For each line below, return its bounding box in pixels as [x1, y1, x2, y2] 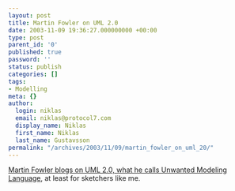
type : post [8, 33, 44, 42]
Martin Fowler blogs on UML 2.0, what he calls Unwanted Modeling [8, 165, 228, 174]
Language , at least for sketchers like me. [8, 174, 141, 183]
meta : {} [8, 92, 37, 100]
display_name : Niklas [15, 122, 87, 129]
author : [8, 99, 34, 107]
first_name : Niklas [15, 129, 80, 137]
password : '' [8, 56, 51, 64]
